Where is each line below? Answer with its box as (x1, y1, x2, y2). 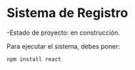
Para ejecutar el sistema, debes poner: (6, 42, 121, 50)
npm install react (6, 55, 61, 63)
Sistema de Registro (6, 5, 129, 21)
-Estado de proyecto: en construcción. (6, 28, 121, 37)
